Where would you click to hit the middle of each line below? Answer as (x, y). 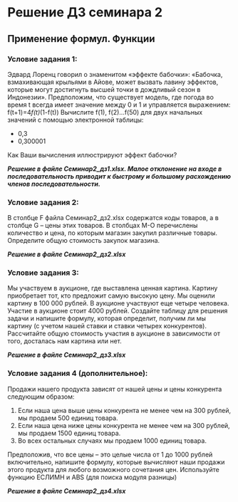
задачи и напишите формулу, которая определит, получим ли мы (107, 318)
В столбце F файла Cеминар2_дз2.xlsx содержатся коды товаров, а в (113, 218)
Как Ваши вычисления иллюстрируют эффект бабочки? (92, 155)
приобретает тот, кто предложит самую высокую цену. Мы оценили (111, 296)
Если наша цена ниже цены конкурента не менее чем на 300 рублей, (124, 425)
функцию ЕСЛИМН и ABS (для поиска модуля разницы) (92, 477)
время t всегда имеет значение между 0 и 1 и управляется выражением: (119, 105)
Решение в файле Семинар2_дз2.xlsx (67, 254)
